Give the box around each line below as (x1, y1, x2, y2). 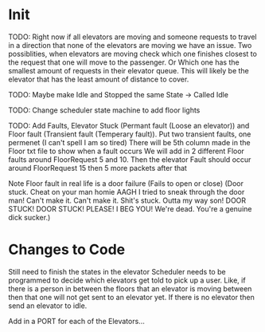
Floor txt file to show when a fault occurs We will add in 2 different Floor (8, 146, 245, 156)
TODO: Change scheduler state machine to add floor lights (8, 105, 201, 115)
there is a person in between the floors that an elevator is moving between (8, 283, 252, 293)
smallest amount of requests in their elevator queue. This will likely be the (8, 65, 249, 75)
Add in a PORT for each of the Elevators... (8, 316, 145, 326)
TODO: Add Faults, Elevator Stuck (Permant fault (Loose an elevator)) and (8, 121, 250, 130)
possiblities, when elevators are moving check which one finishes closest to (8, 49, 257, 58)
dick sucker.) (8, 212, 51, 222)
